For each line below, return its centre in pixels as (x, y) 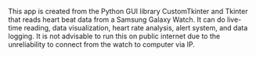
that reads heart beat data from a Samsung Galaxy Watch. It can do (117, 20)
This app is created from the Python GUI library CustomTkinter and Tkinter (128, 11)
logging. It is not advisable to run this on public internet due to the (114, 36)
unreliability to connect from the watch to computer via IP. (102, 45)
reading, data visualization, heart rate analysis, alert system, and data (136, 28)
